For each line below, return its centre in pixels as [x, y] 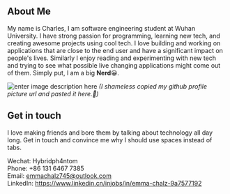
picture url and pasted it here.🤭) [53, 94]
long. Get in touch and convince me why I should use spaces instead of [110, 140]
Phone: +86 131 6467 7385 [46, 168]
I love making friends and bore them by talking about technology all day [110, 133]
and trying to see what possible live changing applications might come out [114, 65]
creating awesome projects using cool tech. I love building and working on [114, 43]
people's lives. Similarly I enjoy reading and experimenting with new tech [112, 58]
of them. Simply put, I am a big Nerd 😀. [63, 73]
